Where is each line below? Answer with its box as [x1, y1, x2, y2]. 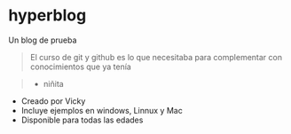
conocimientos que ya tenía [29, 61, 132, 72]
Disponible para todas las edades [20, 114, 144, 125]
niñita [43, 78, 64, 89]
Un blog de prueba [8, 35, 77, 45]
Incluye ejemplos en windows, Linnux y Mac [20, 105, 183, 115]
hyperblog [8, 5, 87, 26]
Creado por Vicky [20, 95, 86, 106]
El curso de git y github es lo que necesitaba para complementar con [29, 51, 283, 62]
